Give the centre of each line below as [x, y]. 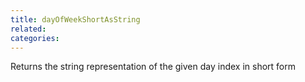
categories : [35, 38]
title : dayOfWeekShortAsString [75, 19]
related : [28, 29]
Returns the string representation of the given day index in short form [153, 67]
